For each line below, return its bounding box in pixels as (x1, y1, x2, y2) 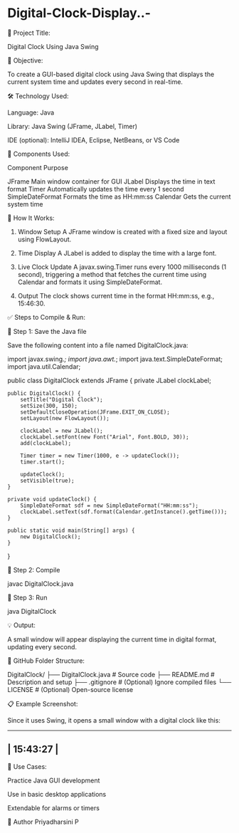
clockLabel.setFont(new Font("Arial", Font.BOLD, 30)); (20, 433, 190, 441)
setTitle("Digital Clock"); (20, 396, 103, 403)
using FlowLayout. (17, 235, 72, 243)
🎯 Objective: (7, 56, 43, 65)
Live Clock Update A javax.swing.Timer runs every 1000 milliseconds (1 (17, 262, 227, 271)
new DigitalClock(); (20, 533, 81, 540)
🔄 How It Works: (7, 214, 55, 222)
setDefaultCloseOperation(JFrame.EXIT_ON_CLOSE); (20, 408, 171, 416)
